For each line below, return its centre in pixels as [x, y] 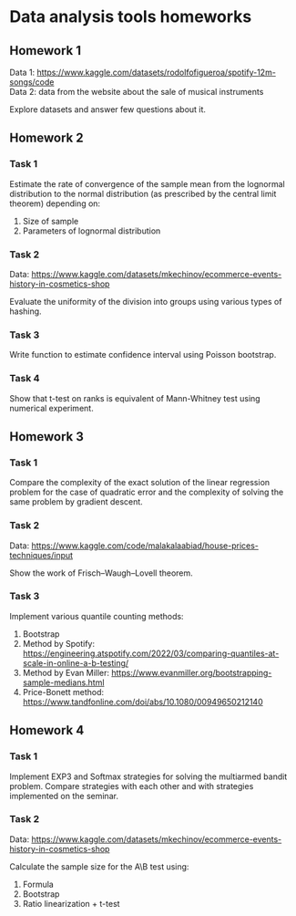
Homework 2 [46, 138]
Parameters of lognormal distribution [92, 231]
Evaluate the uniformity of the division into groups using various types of [146, 301]
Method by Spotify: [59, 643]
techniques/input [41, 555]
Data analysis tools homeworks [131, 17]
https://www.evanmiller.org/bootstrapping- [191, 672]
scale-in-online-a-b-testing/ [76, 662]
